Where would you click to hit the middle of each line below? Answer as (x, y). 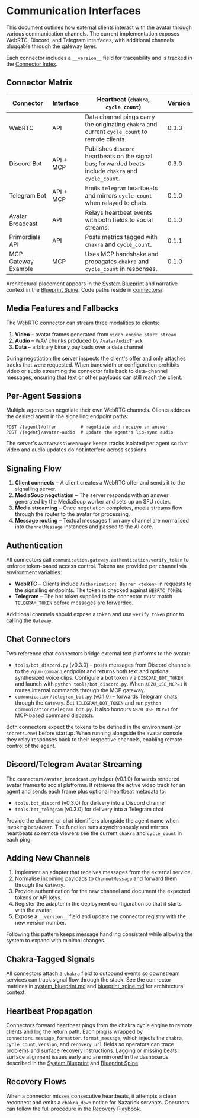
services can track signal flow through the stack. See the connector (89, 980)
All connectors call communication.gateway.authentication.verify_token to (98, 560)
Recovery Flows (36, 1082)
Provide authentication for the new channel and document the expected (102, 891)
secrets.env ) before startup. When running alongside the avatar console (94, 733)
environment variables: (34, 572)
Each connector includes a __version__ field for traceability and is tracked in (99, 58)
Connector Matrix (39, 83)
